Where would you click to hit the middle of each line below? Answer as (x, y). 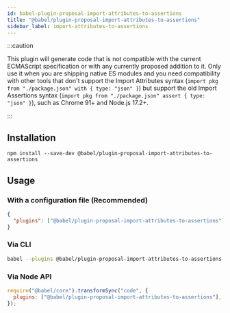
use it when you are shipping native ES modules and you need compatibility (114, 73)
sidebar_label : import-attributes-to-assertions (78, 26)
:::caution (21, 46)
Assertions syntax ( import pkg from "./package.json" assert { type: (106, 95)
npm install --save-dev (41, 154)
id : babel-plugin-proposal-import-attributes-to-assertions (95, 13)
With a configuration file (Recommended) (78, 200)
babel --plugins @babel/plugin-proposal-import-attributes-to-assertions (115, 259)
